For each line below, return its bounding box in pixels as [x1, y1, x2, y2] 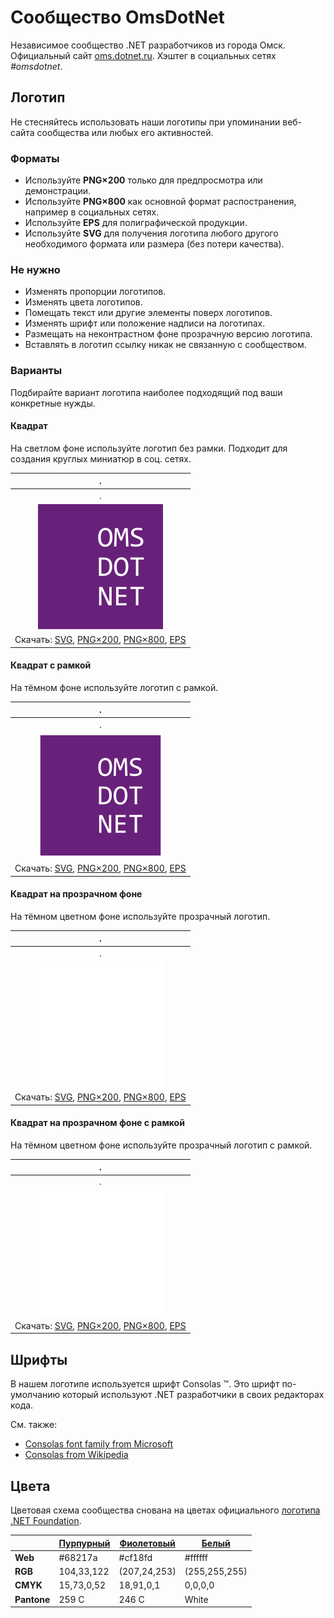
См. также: [10, 1419, 58, 1431]
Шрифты [10, 1351, 68, 1368]
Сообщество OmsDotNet [10, 6, 225, 29]
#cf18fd [118, 1551, 153, 1563]
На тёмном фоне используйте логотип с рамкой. [10, 681, 219, 693]
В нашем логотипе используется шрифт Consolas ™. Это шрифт [10, 1378, 280, 1390]
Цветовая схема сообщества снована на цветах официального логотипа [10, 1504, 321, 1516]
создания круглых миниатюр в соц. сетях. [10, 452, 192, 465]
